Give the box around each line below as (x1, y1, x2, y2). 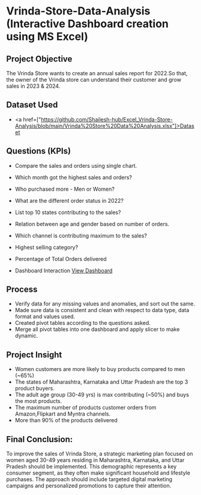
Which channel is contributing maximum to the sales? (14, 232, 148, 239)
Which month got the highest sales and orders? (14, 173, 133, 181)
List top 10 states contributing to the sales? (14, 209, 121, 216)
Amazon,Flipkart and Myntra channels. (14, 410, 111, 417)
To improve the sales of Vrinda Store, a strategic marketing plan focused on (6, 450, 193, 458)
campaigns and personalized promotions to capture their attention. (6, 482, 172, 490)
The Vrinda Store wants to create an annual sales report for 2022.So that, (6, 70, 188, 76)
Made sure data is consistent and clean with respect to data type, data (14, 307, 190, 314)
